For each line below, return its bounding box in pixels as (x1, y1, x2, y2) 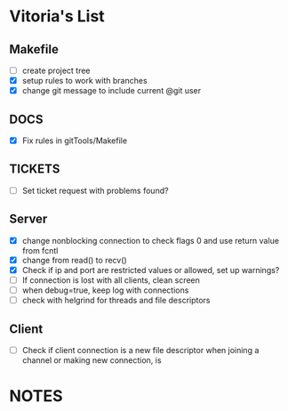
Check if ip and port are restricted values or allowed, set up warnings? (21, 264, 280, 275)
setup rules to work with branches (21, 76, 148, 86)
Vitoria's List (9, 6, 105, 27)
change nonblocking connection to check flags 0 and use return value (21, 235, 280, 246)
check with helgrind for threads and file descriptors (21, 295, 211, 306)
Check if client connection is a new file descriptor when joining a (21, 344, 260, 355)
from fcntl (21, 245, 59, 255)
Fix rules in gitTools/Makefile (21, 135, 127, 146)
